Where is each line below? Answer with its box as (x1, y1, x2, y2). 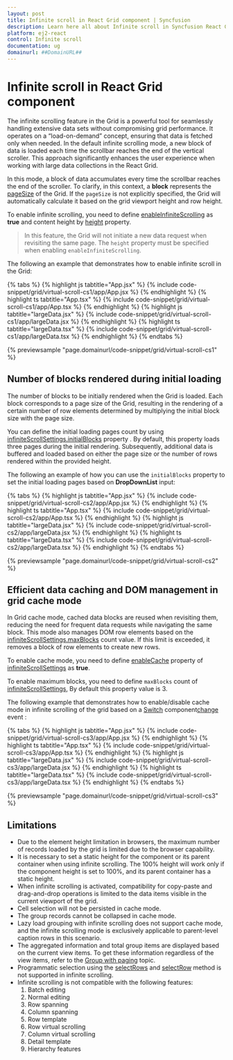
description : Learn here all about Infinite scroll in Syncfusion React (7, 23, 222, 30)
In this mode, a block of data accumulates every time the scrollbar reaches (7, 175, 221, 183)
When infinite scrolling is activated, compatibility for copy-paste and (17, 882, 213, 891)
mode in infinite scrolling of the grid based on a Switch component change (7, 706, 219, 714)
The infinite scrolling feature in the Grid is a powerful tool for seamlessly (7, 116, 214, 125)
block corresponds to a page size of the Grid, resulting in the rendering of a (7, 399, 223, 407)
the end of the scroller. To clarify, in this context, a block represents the (7, 182, 212, 190)
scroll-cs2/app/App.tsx (7, 513, 74, 522)
